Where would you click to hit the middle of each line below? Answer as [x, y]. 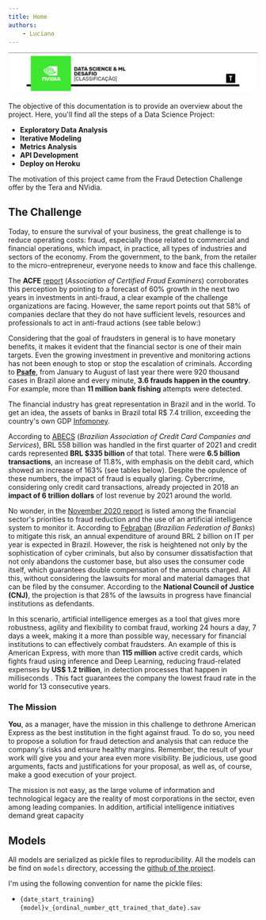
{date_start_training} [57, 899]
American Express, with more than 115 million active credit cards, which [125, 652]
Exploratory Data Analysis [64, 130]
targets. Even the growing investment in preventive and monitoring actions [129, 355]
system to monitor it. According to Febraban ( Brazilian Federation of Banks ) [132, 527]
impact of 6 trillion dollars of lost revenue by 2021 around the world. [120, 495]
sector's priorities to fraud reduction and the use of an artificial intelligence [130, 519]
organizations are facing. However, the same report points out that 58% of [129, 306]
